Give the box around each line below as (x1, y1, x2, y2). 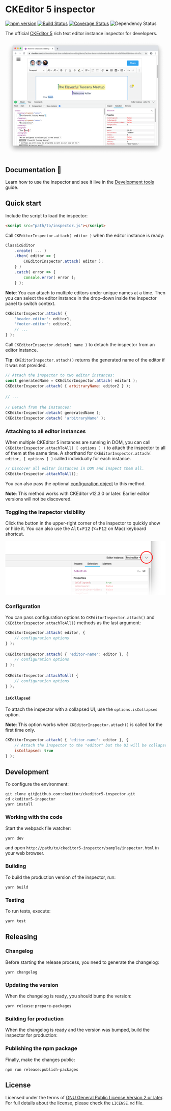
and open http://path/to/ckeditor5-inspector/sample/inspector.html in (5, 844, 159, 851)
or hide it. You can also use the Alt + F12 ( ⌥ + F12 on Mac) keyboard (5, 525, 147, 532)
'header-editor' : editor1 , (14, 316, 72, 321)
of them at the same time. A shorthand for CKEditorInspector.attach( (5, 450, 152, 456)
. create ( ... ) (14, 248, 47, 253)
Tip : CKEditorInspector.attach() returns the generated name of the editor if (5, 357, 165, 363)
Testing (5, 896, 24, 903)
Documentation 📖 (5, 165, 62, 174)
